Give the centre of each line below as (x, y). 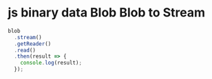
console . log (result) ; (51, 63)
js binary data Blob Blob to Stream (107, 13)
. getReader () (33, 44)
